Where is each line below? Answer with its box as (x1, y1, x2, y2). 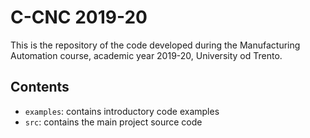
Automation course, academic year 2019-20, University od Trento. (10, 49, 283, 61)
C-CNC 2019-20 (10, 6, 148, 29)
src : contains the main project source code (24, 116, 203, 128)
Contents (10, 79, 70, 96)
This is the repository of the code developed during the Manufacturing (10, 39, 301, 51)
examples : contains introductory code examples (24, 105, 220, 117)
